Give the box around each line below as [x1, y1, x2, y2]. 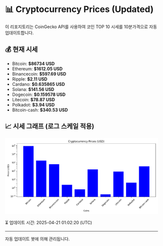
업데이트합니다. [5, 30, 34, 35]
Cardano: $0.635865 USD [12, 81, 65, 87]
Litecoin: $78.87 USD [12, 96, 55, 102]
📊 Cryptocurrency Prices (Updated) [5, 4, 154, 15]
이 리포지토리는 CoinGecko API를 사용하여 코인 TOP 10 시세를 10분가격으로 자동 [5, 24, 157, 30]
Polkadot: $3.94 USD [12, 102, 55, 108]
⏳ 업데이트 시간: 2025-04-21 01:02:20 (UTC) [5, 219, 92, 225]
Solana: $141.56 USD [12, 86, 54, 92]
